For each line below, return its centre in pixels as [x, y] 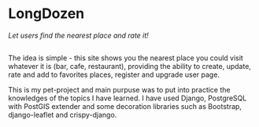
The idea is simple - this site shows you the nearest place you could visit [126, 58]
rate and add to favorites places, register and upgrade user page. [114, 74]
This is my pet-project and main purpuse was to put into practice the [119, 90]
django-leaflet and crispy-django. [63, 115]
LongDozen [46, 14]
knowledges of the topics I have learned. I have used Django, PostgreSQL [128, 98]
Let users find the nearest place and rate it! [79, 35]
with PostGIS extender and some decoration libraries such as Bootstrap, [125, 107]
